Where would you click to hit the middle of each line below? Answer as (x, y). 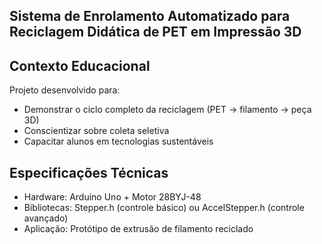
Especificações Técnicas (89, 172)
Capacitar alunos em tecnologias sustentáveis (118, 141)
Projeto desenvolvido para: (65, 90)
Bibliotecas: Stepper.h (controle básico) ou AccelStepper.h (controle (164, 208)
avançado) (46, 218)
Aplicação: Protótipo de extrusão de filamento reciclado (138, 229)
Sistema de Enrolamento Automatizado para (150, 16)
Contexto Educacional (80, 65)
